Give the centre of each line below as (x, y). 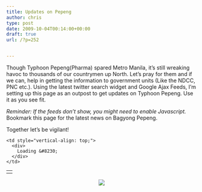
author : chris (24, 18)
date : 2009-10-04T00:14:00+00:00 (48, 29)
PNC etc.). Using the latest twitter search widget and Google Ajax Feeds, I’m (101, 87)
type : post (20, 23)
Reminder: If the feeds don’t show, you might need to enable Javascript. (96, 111)
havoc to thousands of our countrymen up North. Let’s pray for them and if (99, 74)
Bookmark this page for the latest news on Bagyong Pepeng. (82, 118)
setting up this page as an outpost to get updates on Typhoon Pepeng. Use (100, 93)
